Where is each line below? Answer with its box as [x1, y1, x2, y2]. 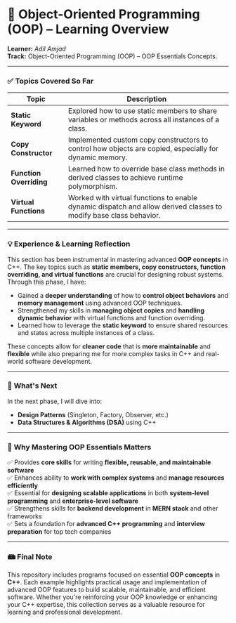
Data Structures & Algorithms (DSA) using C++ [17, 418, 157, 426]
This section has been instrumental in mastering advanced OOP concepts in [7, 255, 228, 263]
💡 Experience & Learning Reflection [7, 239, 131, 249]
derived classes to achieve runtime [67, 173, 183, 183]
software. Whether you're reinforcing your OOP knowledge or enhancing [7, 593, 218, 601]
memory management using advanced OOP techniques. [17, 299, 183, 307]
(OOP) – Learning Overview [7, 21, 169, 37]
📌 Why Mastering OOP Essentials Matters [7, 442, 152, 452]
